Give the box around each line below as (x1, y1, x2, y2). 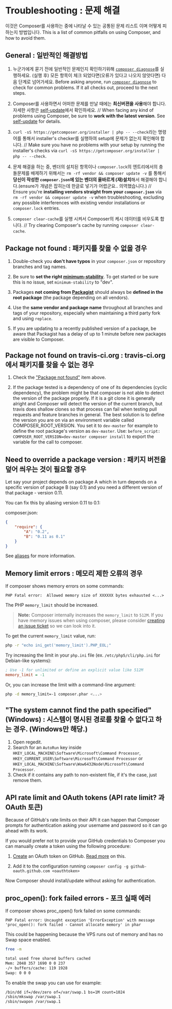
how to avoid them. (5, 34, 46, 41)
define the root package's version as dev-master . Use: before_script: (12, 428, 161, 434)
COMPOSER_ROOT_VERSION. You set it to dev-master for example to (12, 422, 158, 429)
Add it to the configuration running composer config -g (12, 863, 129, 870)
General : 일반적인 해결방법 (5, 51, 88, 60)
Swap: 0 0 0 (5, 970, 31, 976)
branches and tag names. (12, 263, 67, 270)
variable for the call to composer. (12, 439, 83, 445)
